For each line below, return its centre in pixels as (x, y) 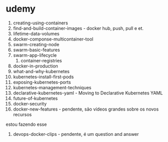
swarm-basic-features (36, 50)
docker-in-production (36, 66)
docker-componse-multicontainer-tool (53, 39)
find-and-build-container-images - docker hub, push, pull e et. (78, 28)
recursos (22, 114)
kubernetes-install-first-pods (43, 77)
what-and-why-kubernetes (41, 71)
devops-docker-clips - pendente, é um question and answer (76, 134)
